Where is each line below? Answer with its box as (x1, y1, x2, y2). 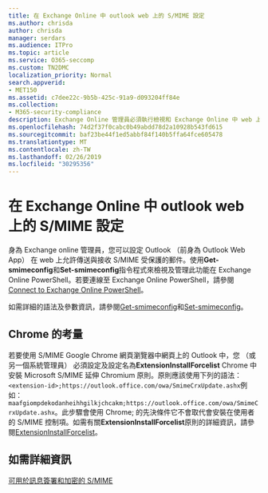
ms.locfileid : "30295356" (8, 161, 94, 169)
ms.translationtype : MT (8, 137, 88, 146)
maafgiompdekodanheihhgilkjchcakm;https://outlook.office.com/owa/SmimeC (8, 399, 259, 408)
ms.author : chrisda (8, 19, 73, 27)
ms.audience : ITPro (8, 42, 73, 50)
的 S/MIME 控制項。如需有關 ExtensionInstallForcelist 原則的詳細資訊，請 (8, 417, 248, 427)
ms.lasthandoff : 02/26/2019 (8, 153, 102, 161)
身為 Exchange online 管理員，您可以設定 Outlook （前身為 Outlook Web (8, 245, 246, 255)
